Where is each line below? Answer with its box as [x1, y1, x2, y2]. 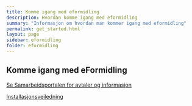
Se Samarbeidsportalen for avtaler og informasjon [6, 81, 132, 88]
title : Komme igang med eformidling [6, 8, 99, 15]
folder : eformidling [6, 43, 59, 49]
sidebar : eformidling [6, 37, 62, 43]
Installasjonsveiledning [6, 93, 64, 100]
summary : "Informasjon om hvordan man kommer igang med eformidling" [6, 20, 187, 26]
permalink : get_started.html [6, 25, 80, 32]
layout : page [6, 31, 40, 38]
